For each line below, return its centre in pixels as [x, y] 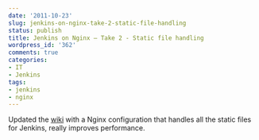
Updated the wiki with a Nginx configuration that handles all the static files [130, 119]
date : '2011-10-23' [41, 16]
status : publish [35, 30]
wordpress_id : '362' [43, 45]
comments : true [33, 52]
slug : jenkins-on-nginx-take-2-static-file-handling [97, 23]
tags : [17, 82]
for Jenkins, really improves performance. [77, 128]
